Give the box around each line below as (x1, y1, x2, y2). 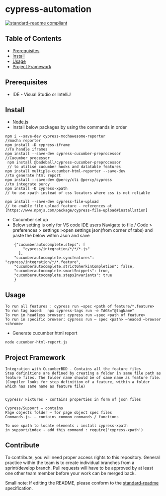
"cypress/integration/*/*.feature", (5, 260, 81, 265)
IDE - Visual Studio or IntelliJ (12, 91, 71, 97)
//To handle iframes (5, 147, 48, 152)
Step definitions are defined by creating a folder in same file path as (5, 371, 162, 376)
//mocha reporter (5, 138, 41, 143)
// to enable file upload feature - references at (5, 203, 112, 209)
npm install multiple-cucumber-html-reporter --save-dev (5, 168, 126, 174)
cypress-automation (5, 3, 92, 15)
